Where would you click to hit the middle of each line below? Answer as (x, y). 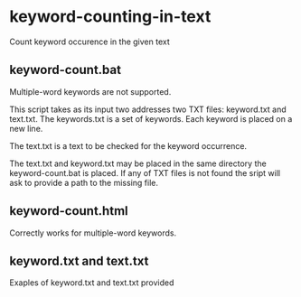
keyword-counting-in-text (110, 17)
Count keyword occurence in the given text (89, 42)
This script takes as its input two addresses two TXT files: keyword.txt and (148, 109)
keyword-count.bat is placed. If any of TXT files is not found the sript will (145, 172)
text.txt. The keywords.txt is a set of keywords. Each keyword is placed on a (151, 118)
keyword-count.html (69, 211)
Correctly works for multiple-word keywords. (93, 233)
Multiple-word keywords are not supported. (90, 91)
